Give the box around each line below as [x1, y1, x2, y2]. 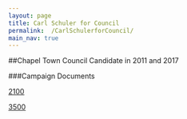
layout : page [8, 11, 52, 20]
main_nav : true [8, 34, 59, 42]
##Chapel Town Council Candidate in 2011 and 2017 [8, 56, 180, 65]
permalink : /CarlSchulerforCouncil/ [8, 26, 134, 34]
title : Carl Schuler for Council [8, 19, 120, 27]
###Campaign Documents [8, 71, 96, 81]
